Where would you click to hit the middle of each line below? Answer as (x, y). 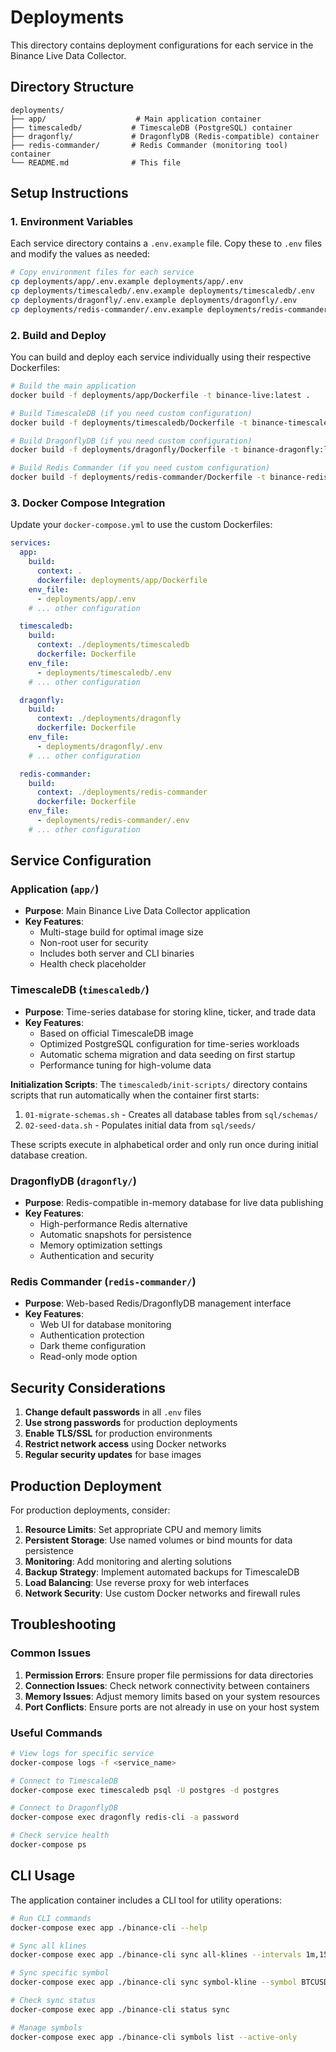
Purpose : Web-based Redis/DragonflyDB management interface (158, 1303)
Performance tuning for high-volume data (125, 1065)
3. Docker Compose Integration (88, 503)
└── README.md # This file (96, 162)
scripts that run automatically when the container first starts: (135, 1095)
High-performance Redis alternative (113, 1224)
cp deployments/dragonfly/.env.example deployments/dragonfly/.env (154, 301)
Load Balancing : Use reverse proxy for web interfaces (137, 1582)
